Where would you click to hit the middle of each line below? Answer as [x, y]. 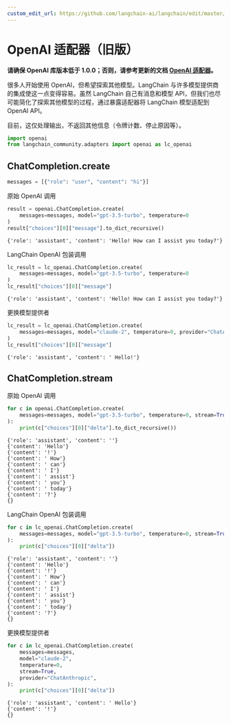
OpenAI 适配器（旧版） [73, 50]
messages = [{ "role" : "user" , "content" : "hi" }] [78, 182]
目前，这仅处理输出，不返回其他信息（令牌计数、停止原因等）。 [96, 125]
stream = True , [38, 671]
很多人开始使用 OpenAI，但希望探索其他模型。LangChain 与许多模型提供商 [113, 85]
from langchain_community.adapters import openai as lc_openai [100, 145]
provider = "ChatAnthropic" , [58, 678]
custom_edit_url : [32, 13]
